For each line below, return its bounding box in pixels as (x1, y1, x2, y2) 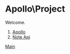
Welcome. (5, 19, 26, 25)
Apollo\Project (5, 3, 66, 15)
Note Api (12, 34, 31, 40)
